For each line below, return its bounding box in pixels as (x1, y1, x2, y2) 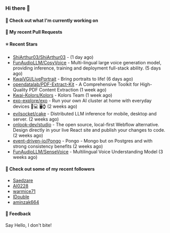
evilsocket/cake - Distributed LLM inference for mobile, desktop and (12, 111, 157, 117)
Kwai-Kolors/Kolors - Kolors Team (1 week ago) (12, 92, 113, 99)
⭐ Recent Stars (5, 41, 38, 47)
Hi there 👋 (5, 5, 31, 12)
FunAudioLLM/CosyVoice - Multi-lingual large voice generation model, (12, 60, 162, 66)
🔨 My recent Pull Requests (5, 29, 62, 35)
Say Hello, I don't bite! (5, 222, 52, 228)
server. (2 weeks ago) (12, 116, 59, 122)
